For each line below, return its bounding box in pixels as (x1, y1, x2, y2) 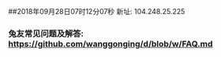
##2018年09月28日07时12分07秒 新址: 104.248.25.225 (8, 7, 185, 16)
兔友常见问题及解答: (8, 28, 84, 39)
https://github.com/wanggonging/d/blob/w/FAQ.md (8, 38, 213, 49)
